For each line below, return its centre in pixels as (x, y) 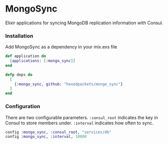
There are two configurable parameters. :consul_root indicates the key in (81, 117)
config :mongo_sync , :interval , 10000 (46, 137)
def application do (26, 56)
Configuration (23, 107)
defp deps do (19, 75)
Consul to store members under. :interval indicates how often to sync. (79, 123)
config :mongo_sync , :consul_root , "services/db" (59, 132)
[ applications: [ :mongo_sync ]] (43, 61)
